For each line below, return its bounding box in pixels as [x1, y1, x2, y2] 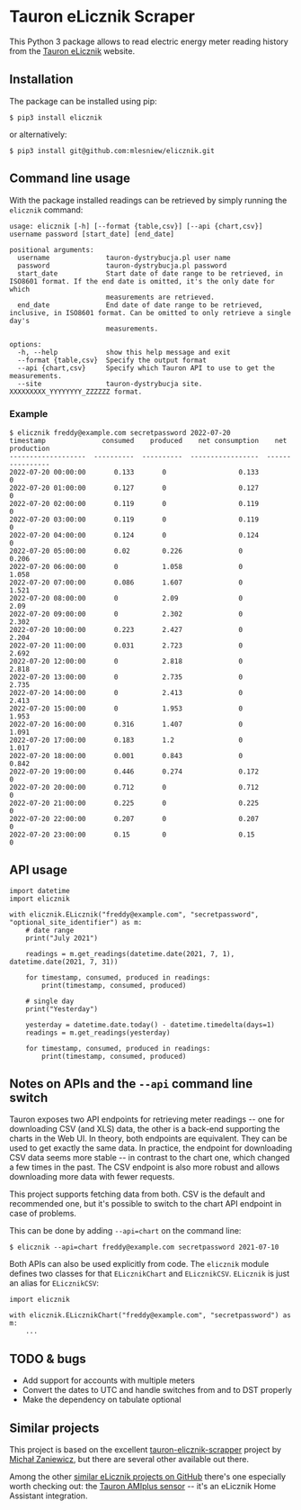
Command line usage [9, 171, 130, 186]
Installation [9, 72, 74, 87]
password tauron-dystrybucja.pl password [17, 261, 227, 270]
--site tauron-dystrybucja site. [17, 379, 203, 388]
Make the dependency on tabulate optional [22, 1394, 181, 1406]
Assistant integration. [9, 1490, 88, 1501]
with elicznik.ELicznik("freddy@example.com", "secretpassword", [9, 909, 259, 919]
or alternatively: [9, 129, 67, 140]
